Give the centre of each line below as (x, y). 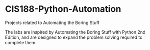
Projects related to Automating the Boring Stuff (52, 23)
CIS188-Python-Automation (63, 9)
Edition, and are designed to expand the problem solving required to (74, 37)
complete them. (21, 42)
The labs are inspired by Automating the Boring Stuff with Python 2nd (75, 32)
